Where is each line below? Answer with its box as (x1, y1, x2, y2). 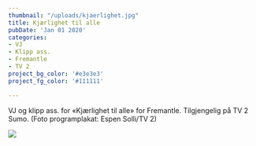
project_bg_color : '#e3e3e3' (8, 70, 104, 78)
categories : (8, 33, 47, 42)
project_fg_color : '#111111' (8, 77, 104, 85)
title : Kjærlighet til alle (8, 19, 101, 27)
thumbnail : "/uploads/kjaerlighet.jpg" (8, 11, 139, 20)
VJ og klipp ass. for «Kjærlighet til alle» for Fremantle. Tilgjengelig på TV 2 (8, 105, 249, 115)
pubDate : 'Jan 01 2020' (8, 26, 87, 34)
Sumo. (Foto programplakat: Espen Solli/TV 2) (8, 114, 158, 123)
